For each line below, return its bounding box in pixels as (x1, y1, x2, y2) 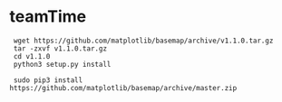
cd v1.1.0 (13, 51, 51, 60)
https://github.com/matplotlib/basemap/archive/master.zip (9, 83, 238, 92)
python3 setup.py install (13, 60, 112, 69)
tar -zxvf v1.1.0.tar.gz (13, 43, 107, 53)
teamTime (9, 6, 87, 27)
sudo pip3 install (13, 75, 83, 85)
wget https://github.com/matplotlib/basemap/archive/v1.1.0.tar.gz (13, 36, 274, 45)
